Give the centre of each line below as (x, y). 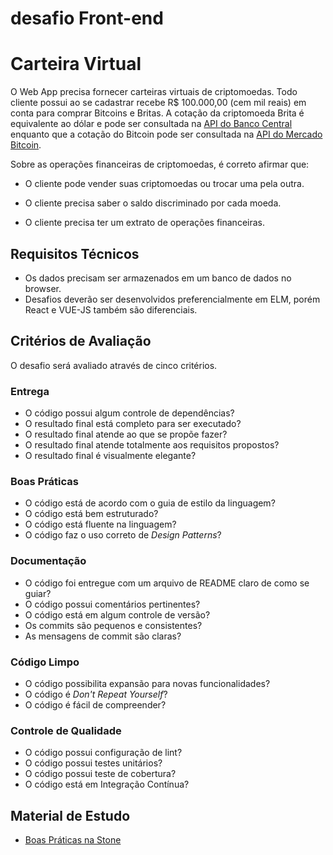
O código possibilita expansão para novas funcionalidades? (147, 683)
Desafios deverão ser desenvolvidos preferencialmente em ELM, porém (172, 299)
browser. (43, 288)
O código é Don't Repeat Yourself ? (96, 694)
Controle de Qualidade (66, 730)
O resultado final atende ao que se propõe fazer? (126, 434)
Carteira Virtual (76, 64)
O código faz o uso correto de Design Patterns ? (123, 535)
